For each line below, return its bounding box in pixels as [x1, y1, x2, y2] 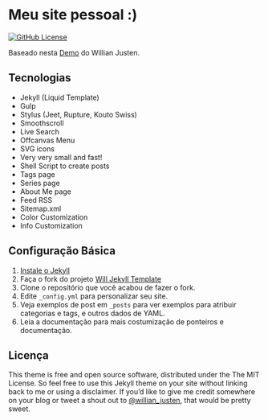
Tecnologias [8, 71, 71, 85]
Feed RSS [19, 195, 53, 204]
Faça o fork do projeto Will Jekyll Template [19, 274, 162, 283]
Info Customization [19, 220, 83, 230]
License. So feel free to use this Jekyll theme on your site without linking [8, 378, 248, 388]
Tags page [19, 169, 55, 179]
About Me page [19, 187, 72, 196]
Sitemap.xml [19, 204, 62, 213]
